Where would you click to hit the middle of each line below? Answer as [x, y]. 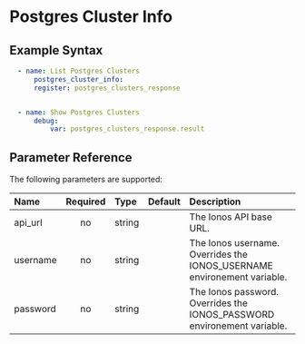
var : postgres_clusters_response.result [127, 129]
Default [165, 201]
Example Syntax [56, 50]
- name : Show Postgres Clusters [79, 112]
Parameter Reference [71, 157]
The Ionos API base [231, 217]
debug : [46, 121]
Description [215, 201]
